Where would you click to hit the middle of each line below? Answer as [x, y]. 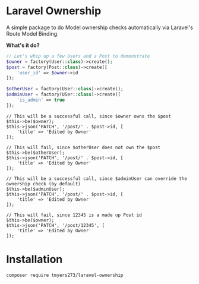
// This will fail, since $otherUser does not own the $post [83, 147]
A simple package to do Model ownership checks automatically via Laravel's [99, 27]
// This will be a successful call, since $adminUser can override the [97, 179]
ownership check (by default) [44, 184]
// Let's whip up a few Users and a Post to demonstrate [78, 56]
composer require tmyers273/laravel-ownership [65, 275]
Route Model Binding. [32, 33]
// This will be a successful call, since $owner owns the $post [89, 116]
